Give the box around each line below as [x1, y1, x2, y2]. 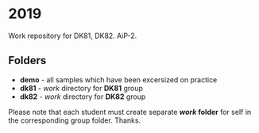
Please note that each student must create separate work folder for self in [8, 107, 252, 116]
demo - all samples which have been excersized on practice [19, 74, 218, 84]
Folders [8, 54, 47, 67]
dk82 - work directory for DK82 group [19, 92, 146, 101]
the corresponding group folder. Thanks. [8, 116, 141, 125]
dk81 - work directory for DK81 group [19, 83, 143, 93]
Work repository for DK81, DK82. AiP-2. [8, 31, 137, 40]
